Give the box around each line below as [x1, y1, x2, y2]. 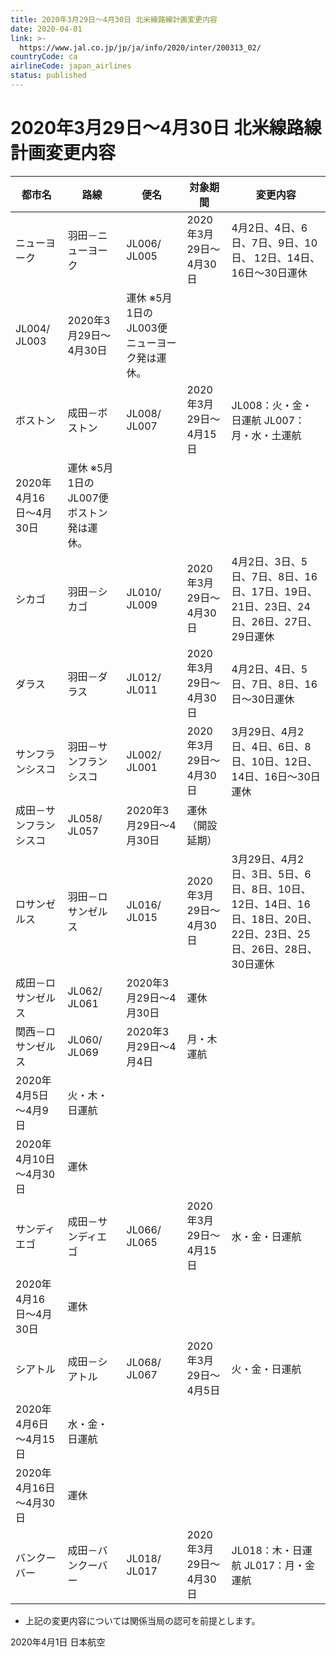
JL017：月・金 [243, 1558, 316, 1572]
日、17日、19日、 [231, 584, 318, 598]
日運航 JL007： [231, 413, 306, 427]
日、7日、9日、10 [231, 236, 318, 250]
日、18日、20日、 [231, 912, 318, 926]
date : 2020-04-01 [10, 24, 83, 34]
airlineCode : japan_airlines [10, 61, 132, 71]
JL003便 [126, 321, 168, 335]
